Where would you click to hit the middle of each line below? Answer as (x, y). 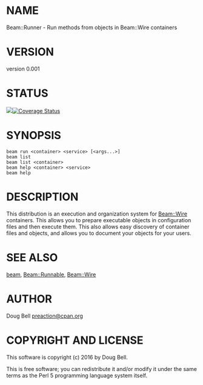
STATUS (27, 93)
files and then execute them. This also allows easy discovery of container (98, 227)
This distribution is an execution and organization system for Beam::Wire (97, 214)
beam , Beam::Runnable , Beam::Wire (51, 274)
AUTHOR (29, 299)
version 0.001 (23, 69)
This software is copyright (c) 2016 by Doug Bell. (67, 357)
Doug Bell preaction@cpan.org (45, 316)
